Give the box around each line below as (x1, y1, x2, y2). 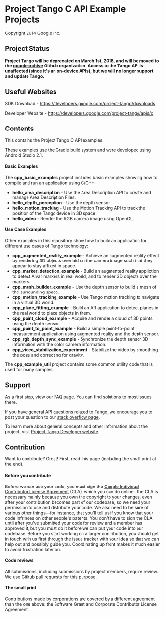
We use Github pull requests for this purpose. (5, 574, 97, 580)
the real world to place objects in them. (12, 310, 92, 316)
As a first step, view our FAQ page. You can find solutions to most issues (5, 394, 152, 400)
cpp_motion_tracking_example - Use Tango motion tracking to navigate (12, 294, 160, 300)
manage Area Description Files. (12, 195, 76, 200)
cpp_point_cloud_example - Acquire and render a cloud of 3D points (12, 315, 153, 321)
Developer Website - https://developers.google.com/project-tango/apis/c (5, 110, 154, 116)
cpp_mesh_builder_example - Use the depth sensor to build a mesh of (12, 284, 157, 290)
